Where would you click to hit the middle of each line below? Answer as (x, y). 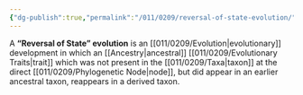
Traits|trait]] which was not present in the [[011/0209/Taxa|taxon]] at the (143, 62)
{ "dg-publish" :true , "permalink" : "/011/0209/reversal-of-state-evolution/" (153, 17)
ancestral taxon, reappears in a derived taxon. (95, 81)
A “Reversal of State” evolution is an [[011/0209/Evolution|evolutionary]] (145, 43)
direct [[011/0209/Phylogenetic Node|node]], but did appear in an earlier (144, 72)
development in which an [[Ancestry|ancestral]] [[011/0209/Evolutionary (143, 52)
